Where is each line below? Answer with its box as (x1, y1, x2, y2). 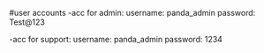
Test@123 (9, 17, 46, 27)
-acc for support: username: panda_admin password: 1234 (9, 34, 223, 44)
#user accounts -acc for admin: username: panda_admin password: (9, 8, 256, 18)
